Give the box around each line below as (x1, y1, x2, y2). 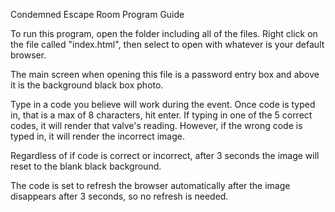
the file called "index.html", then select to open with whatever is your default (10, 39, 325, 50)
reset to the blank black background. (10, 160, 162, 172)
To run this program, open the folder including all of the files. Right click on (10, 28, 318, 39)
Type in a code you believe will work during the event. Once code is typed (10, 99, 316, 110)
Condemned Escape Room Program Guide (10, 9, 185, 20)
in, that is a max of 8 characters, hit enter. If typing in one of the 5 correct (10, 109, 313, 121)
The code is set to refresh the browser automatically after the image (10, 180, 291, 191)
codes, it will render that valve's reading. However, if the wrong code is (10, 120, 303, 131)
